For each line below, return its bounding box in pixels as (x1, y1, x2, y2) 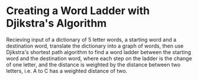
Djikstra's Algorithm (6, 16, 107, 30)
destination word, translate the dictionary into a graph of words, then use (6, 42, 184, 49)
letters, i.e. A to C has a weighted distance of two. (6, 67, 128, 74)
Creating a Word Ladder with (6, 4, 150, 18)
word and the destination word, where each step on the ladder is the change (6, 55, 192, 62)
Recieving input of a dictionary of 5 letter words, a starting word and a (6, 36, 177, 43)
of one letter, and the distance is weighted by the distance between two (6, 61, 181, 68)
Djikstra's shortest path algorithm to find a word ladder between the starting (6, 48, 191, 55)
